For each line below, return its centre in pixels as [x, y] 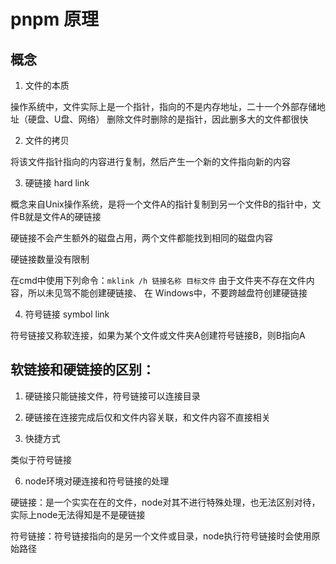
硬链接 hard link [57, 183]
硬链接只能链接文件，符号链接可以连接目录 [112, 396]
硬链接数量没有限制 [50, 259]
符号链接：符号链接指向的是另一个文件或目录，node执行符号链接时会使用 [161, 536]
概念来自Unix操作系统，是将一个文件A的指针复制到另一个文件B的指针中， [161, 204]
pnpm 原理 [54, 19]
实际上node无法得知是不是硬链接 [78, 514]
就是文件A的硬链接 [63, 216]
